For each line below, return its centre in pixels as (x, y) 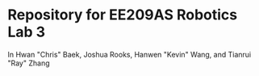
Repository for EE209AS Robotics (123, 15)
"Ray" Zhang (29, 63)
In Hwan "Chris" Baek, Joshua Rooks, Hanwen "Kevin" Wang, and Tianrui (129, 54)
